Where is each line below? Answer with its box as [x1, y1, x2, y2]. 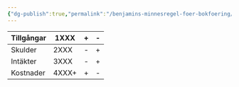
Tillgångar [11, 33, 46, 42]
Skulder [11, 45, 37, 54]
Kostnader [11, 68, 46, 78]
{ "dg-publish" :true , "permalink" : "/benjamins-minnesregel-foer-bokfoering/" [7, 10, 237, 18]
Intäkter [11, 56, 37, 66]
